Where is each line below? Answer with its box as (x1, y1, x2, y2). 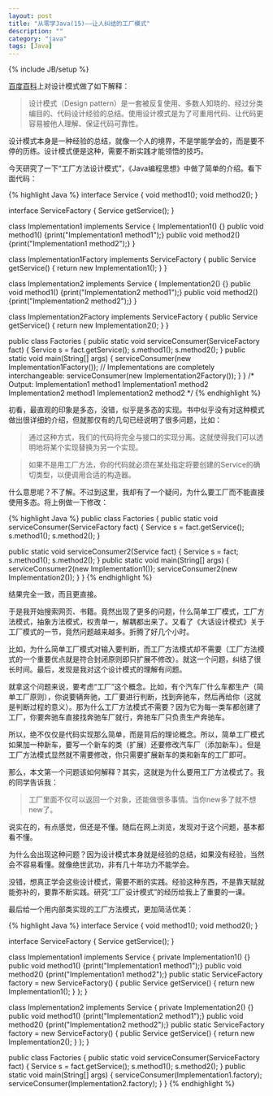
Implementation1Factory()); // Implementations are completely (8, 363, 215, 372)
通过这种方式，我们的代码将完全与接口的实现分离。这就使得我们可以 (28, 433, 257, 442)
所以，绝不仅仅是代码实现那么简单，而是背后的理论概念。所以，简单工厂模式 (8, 729, 265, 740)
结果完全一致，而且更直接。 (8, 589, 102, 599)
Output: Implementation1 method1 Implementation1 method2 (8, 380, 209, 389)
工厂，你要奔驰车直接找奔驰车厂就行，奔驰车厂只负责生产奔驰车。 (8, 712, 229, 722)
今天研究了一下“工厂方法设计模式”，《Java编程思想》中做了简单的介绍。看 (8, 163, 255, 173)
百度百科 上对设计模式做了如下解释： (8, 81, 130, 91)
